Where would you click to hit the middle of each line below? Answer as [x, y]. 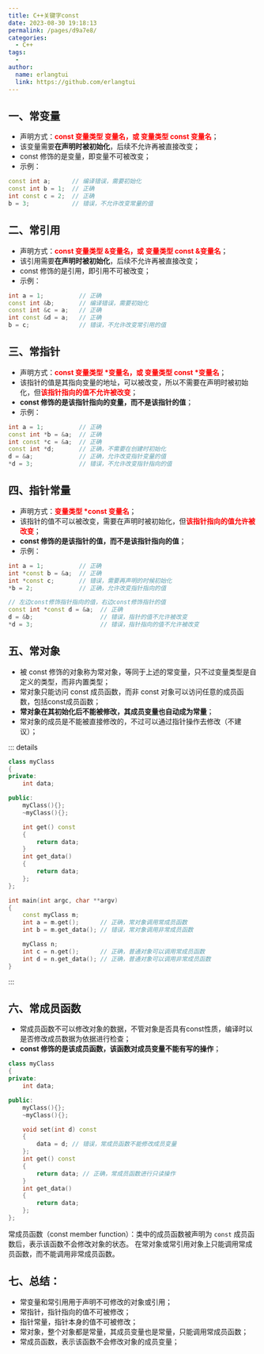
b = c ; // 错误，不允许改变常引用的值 [87, 325]
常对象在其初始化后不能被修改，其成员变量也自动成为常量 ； [117, 712]
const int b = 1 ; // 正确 [51, 189]
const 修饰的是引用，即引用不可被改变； [85, 270]
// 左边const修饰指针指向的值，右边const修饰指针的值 [87, 602]
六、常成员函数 [45, 1008]
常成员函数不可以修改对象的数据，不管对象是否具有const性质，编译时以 [136, 1029]
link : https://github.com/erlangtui [75, 82]
